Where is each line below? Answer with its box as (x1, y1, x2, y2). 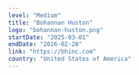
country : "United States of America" (8, 55, 132, 63)
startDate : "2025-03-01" (8, 33, 90, 41)
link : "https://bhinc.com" (8, 48, 97, 55)
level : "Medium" (8, 11, 61, 20)
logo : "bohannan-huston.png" (8, 26, 104, 34)
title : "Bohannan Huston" (8, 19, 93, 27)
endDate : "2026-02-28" (8, 41, 82, 48)
